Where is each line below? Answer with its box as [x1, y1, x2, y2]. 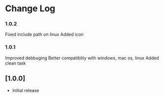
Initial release [12, 87, 39, 93]
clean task [5, 60, 26, 66]
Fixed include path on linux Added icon [5, 31, 84, 37]
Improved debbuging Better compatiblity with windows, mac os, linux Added [5, 55, 159, 61]
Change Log [5, 3, 55, 14]
